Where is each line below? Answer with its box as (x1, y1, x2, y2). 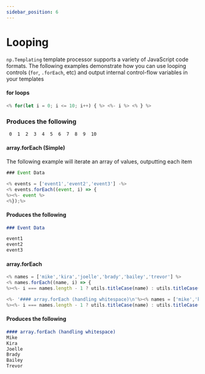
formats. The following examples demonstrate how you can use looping (6, 62, 187, 69)
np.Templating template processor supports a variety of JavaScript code (6, 56, 189, 63)
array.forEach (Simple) (6, 144, 65, 152)
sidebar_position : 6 (6, 9, 59, 15)
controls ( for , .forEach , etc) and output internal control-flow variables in (6, 69, 188, 76)
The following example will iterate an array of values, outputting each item (6, 158, 192, 165)
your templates (6, 75, 45, 83)
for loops (6, 89, 30, 97)
